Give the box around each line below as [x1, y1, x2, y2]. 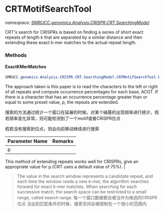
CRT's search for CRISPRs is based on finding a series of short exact [5, 29, 143, 35]
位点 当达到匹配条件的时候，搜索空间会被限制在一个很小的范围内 [17, 201, 147, 207]
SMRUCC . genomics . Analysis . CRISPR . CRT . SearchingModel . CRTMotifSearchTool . [5, 75, 159, 80]
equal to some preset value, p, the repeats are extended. [5, 99, 119, 105]
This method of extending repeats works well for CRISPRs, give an [5, 158, 139, 164]
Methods [5, 51, 27, 58]
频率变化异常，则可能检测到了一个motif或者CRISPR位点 [9, 115, 121, 121]
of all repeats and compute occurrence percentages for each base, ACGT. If [5, 89, 158, 94]
